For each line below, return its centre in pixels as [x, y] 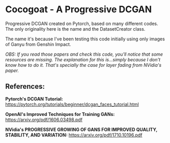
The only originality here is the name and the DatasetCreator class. [75, 29]
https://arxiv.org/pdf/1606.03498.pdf [44, 120]
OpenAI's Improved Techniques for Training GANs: [60, 114]
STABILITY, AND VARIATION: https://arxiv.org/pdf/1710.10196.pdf [74, 135]
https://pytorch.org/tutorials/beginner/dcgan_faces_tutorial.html [72, 104]
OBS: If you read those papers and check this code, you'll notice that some [84, 54]
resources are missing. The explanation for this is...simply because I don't [83, 59]
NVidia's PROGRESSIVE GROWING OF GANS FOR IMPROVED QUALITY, [81, 129]
